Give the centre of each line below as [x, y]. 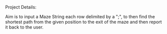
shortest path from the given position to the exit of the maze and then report [83, 22]
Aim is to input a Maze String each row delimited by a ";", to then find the [80, 17]
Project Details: [21, 7]
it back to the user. [24, 27]
